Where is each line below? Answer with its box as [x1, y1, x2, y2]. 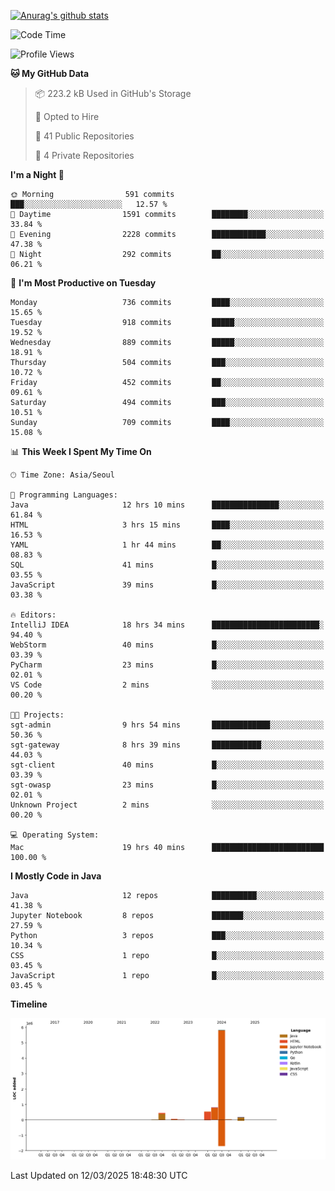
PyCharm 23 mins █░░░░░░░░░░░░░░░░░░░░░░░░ [10, 660, 325, 670]
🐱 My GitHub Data [10, 68, 90, 79]
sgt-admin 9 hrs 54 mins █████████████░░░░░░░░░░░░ [10, 720, 325, 730]
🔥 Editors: [10, 610, 57, 620]
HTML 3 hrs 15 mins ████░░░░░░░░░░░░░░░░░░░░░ [10, 520, 325, 530]
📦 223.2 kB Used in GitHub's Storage [34, 88, 192, 99]
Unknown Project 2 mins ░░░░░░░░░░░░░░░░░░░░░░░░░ [10, 800, 325, 810]
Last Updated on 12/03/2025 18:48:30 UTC [10, 1169, 188, 1181]
